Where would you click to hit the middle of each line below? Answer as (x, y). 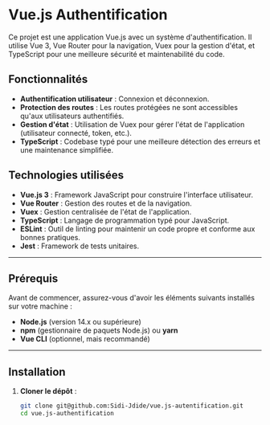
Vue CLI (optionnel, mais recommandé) (85, 339)
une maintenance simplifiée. (67, 149)
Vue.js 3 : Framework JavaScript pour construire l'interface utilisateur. (136, 194)
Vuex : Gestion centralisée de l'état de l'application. (106, 211)
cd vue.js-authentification (67, 414)
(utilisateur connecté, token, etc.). (76, 133)
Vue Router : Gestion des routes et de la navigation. (106, 203)
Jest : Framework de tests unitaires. (79, 246)
